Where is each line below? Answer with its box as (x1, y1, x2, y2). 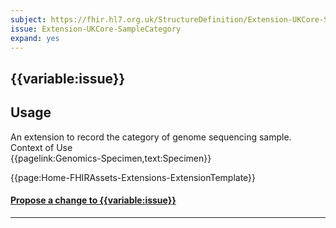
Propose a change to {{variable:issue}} (10, 194, 177, 206)
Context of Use (10, 141, 73, 153)
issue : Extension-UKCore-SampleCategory (10, 24, 182, 34)
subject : (10, 14, 47, 25)
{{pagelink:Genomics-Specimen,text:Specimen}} (10, 152, 212, 164)
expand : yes (10, 33, 60, 43)
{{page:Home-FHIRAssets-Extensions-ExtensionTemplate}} (10, 171, 257, 183)
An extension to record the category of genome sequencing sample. (10, 131, 292, 143)
